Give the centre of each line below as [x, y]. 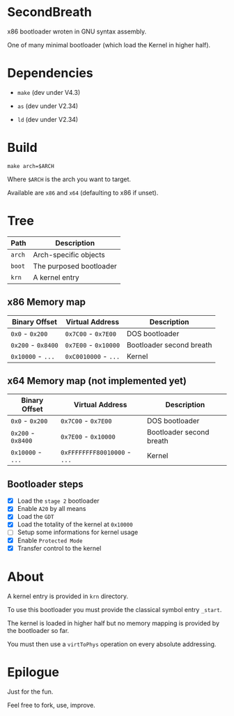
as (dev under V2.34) [48, 106]
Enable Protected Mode [50, 540]
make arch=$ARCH [31, 166]
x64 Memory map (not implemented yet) [97, 381]
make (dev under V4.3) [49, 92]
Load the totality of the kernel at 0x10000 [75, 524]
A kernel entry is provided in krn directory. [68, 596]
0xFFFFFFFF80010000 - [96, 452]
